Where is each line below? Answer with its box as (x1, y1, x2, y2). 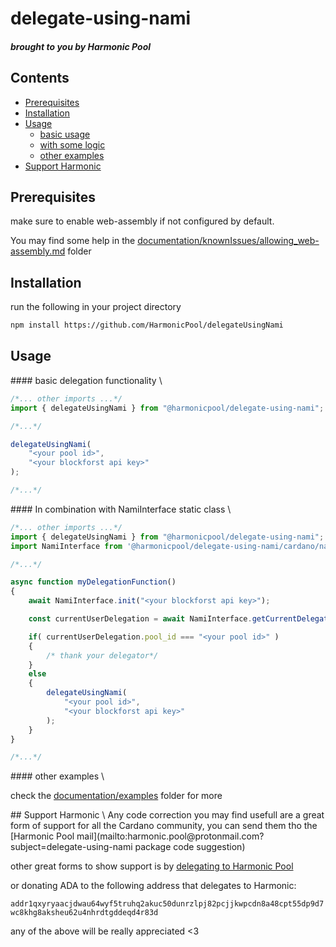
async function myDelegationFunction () (10, 577, 177, 587)
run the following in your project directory (10, 301, 182, 313)
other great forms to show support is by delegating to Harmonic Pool (10, 860, 294, 872)
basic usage (39, 128, 91, 140)
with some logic (39, 138, 106, 151)
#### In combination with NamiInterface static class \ (10, 503, 232, 515)
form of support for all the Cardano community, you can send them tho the (10, 820, 318, 832)
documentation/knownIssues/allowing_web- (137, 235, 320, 247)
